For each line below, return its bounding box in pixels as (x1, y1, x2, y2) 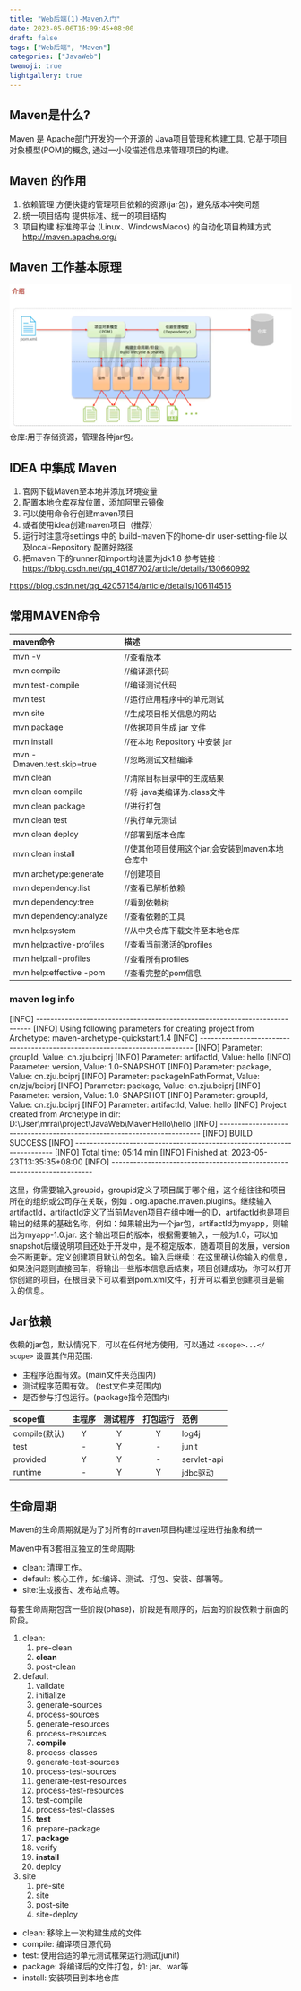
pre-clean (35, 1642, 73, 1653)
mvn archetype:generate (13, 868, 105, 879)
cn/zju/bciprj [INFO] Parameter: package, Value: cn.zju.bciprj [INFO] (9, 1080, 262, 1091)
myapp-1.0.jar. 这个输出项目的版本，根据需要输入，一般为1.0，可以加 (24, 1229, 279, 1240)
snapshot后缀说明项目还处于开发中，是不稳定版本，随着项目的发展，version (9, 1240, 291, 1251)
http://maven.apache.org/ (21, 231, 117, 242)
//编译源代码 (124, 665, 170, 676)
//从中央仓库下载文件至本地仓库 (124, 925, 240, 936)
